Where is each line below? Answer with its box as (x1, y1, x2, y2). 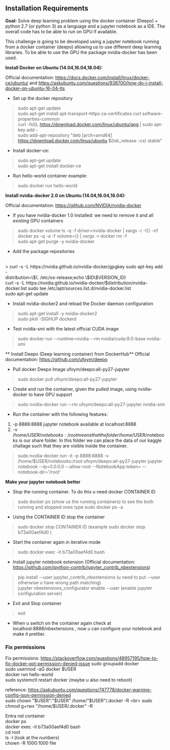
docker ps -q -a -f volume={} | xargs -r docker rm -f (17, 233, 127, 239)
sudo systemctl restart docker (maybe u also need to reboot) (5, 677, 132, 683)
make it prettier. (12, 631, 46, 637)
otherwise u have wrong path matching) (17, 579, 101, 586)
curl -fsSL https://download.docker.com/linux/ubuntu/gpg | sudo (17, 121, 153, 127)
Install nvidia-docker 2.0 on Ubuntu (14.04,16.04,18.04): (5, 192, 126, 198)
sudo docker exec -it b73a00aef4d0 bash (17, 548, 105, 555)
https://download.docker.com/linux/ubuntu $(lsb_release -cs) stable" (17, 137, 162, 143)
